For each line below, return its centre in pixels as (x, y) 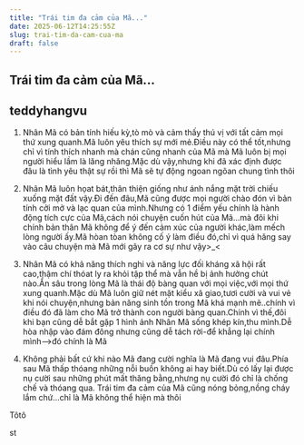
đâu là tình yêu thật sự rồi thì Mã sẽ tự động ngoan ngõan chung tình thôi (158, 171)
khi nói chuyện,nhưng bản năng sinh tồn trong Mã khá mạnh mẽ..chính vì (159, 303)
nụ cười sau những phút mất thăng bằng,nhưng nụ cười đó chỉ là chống (155, 379)
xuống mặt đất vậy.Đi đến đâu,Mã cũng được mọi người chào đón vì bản (157, 198)
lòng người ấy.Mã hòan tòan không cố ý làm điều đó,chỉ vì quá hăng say (157, 237)
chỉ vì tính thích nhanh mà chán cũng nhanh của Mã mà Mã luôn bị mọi (155, 152)
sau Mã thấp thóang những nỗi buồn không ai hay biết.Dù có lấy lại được (158, 369)
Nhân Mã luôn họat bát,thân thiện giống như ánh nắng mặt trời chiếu (150, 189)
